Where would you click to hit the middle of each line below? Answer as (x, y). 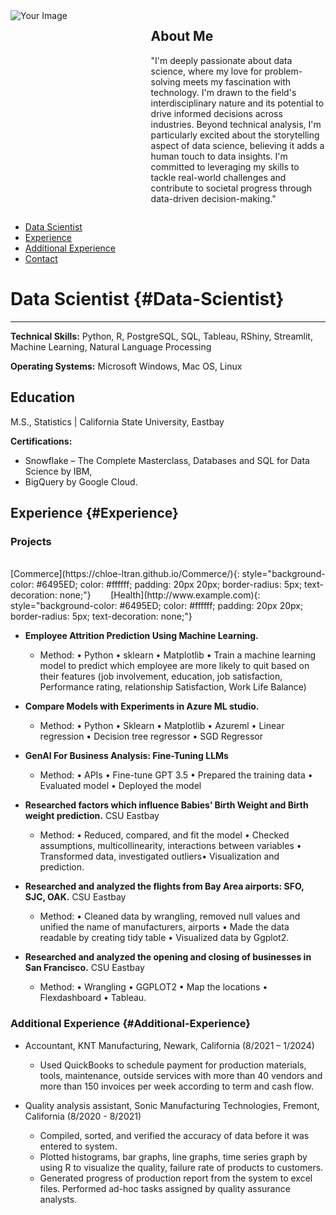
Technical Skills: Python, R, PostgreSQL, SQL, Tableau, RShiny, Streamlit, (161, 336)
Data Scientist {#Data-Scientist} (147, 299)
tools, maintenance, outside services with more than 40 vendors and (181, 1075)
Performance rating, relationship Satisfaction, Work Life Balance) (173, 687)
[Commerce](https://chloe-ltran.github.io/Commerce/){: (125, 574)
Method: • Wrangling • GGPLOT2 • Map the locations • (153, 987)
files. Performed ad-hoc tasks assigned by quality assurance (165, 1188)
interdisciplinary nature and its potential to (237, 103)
